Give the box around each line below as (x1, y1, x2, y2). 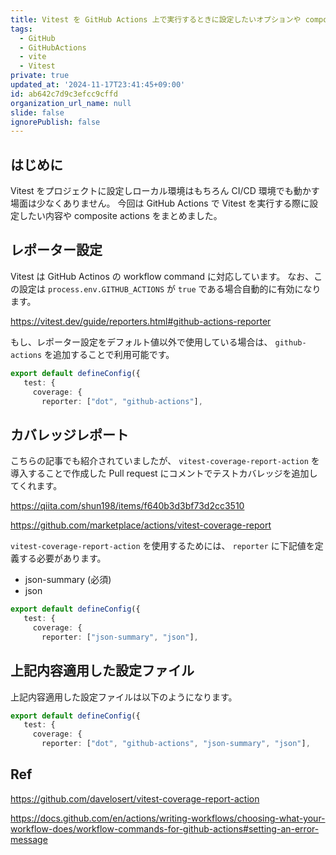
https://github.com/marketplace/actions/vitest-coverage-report (10, 519, 272, 531)
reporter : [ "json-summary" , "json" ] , (41, 632, 199, 642)
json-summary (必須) (24, 574, 112, 586)
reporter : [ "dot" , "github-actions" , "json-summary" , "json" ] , (41, 739, 311, 749)
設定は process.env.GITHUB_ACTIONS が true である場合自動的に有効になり (18, 282, 322, 295)
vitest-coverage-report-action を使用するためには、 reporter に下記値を (10, 540, 315, 552)
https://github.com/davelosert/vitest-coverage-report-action (10, 792, 260, 805)
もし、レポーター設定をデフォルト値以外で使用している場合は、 (10, 336, 273, 348)
